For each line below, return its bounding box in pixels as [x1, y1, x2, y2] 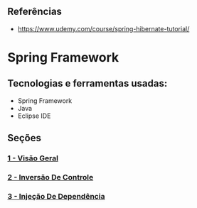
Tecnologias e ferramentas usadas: [7, 77, 168, 89]
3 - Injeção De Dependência [7, 191, 105, 201]
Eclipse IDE [17, 111, 51, 120]
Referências [7, 6, 63, 18]
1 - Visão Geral [7, 153, 59, 163]
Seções [7, 132, 41, 144]
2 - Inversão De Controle [7, 173, 94, 182]
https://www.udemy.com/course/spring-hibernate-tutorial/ [17, 24, 190, 33]
